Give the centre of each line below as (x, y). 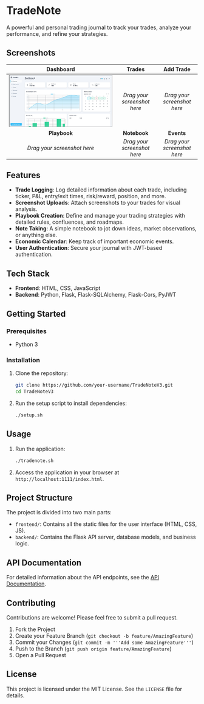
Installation (23, 360)
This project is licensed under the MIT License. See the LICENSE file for (94, 689)
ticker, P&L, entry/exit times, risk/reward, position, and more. (90, 196)
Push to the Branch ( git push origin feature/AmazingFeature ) (93, 649)
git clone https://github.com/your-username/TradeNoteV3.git (94, 385)
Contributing (31, 603)
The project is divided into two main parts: (59, 512)
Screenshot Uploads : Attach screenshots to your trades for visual (98, 203)
